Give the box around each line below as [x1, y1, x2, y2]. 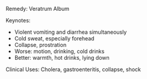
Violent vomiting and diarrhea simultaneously [14, 28, 127, 36]
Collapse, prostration [14, 42, 67, 48]
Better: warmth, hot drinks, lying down [14, 54, 110, 61]
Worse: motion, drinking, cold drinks [14, 48, 105, 55]
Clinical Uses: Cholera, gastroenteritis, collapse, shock [5, 66, 141, 73]
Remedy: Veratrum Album [5, 5, 70, 12]
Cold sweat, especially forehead [14, 35, 95, 42]
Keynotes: [5, 17, 31, 24]
